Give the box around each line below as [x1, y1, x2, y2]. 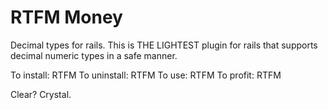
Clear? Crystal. [10, 88, 72, 100]
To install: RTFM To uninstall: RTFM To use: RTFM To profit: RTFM [10, 69, 282, 81]
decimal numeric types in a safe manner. [10, 49, 178, 61]
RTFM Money [10, 6, 123, 29]
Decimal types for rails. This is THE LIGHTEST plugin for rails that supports [10, 39, 318, 51]
